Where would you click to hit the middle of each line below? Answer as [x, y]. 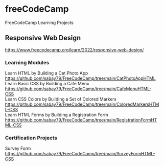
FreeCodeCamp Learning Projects [39, 23]
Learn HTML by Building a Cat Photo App [47, 73]
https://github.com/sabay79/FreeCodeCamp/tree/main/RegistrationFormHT [81, 120]
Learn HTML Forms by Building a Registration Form [57, 115]
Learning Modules [27, 62]
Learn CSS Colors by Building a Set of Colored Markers [61, 99]
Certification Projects [31, 138]
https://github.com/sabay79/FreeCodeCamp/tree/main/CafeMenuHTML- [78, 89]
